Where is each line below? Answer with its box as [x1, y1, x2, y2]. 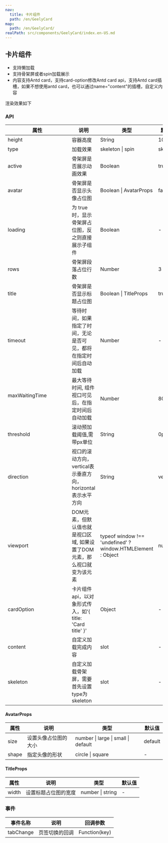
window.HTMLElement [99, 545, 153, 552]
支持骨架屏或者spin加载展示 [12, 71, 70, 77]
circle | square [75, 751, 109, 758]
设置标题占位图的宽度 [25, 789, 76, 796]
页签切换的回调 [38, 829, 74, 836]
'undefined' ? [99, 539, 131, 546]
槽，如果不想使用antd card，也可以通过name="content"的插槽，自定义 [12, 83, 158, 89]
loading [7, 226, 25, 233]
